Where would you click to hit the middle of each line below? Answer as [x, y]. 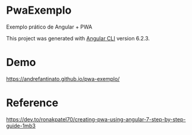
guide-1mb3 [21, 125]
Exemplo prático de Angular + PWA [49, 27]
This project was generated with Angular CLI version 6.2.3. [78, 38]
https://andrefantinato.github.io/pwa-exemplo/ [63, 79]
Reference [32, 103]
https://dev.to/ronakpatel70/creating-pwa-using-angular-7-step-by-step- [96, 119]
